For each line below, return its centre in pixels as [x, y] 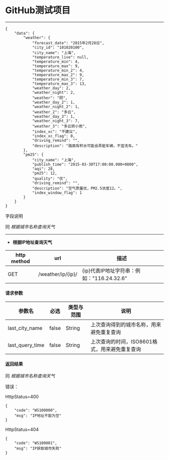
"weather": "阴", [50, 98]
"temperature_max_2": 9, [58, 75]
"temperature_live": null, [60, 57]
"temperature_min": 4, [56, 62]
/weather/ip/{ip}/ [58, 274]
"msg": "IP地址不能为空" [38, 416]
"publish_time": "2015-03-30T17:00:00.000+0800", [85, 164]
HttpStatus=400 [22, 397]
